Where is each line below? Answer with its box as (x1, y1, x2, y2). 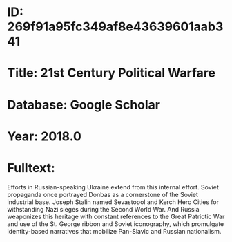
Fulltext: (7, 160, 55, 176)
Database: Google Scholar (7, 97, 161, 113)
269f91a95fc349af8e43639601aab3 (7, 19, 224, 35)
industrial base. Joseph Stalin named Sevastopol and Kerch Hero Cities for (7, 198, 220, 206)
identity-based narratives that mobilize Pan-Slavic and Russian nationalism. (7, 227, 222, 235)
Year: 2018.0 (7, 129, 81, 144)
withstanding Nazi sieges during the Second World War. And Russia (7, 205, 200, 213)
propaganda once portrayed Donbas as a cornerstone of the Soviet (7, 190, 199, 198)
